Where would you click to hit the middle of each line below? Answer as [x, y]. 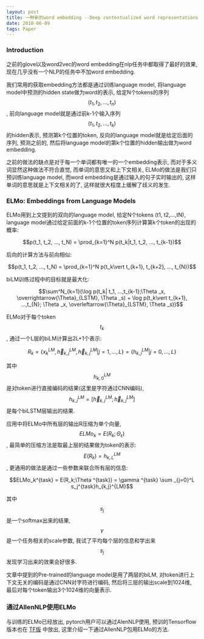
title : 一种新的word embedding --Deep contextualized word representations [102, 18]
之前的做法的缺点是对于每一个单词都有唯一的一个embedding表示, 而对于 [97, 162]
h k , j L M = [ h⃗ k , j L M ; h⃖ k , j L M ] [102, 399]
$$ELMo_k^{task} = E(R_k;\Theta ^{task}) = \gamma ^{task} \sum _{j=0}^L [102, 479]
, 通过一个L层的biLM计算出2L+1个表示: [54, 339]
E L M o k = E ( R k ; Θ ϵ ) [102, 434]
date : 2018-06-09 [28, 23]
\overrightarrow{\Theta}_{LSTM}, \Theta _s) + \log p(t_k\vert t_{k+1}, [102, 298]
